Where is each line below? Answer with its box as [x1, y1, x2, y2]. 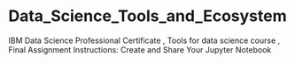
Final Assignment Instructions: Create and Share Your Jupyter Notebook [8, 44, 272, 54]
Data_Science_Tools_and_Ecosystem [8, 6, 287, 26]
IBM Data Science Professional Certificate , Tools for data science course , [8, 35, 281, 46]
